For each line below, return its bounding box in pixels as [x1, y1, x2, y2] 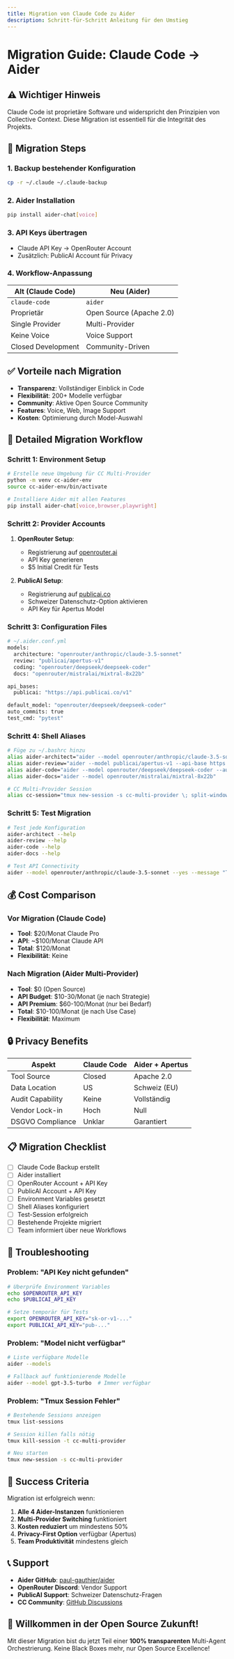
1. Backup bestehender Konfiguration [7, 163, 136, 173]
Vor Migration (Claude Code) [7, 913, 107, 923]
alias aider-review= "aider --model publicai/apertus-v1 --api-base [7, 760, 208, 766]
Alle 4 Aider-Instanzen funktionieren [17, 1508, 124, 1516]
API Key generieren [27, 556, 84, 564]
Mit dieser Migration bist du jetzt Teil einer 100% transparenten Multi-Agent [7, 1637, 226, 1645]
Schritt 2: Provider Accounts [7, 519, 106, 528]
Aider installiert [17, 1171, 61, 1179]
